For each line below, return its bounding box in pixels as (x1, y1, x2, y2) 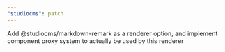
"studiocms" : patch (7, 10, 64, 17)
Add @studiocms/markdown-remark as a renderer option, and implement (7, 29, 218, 37)
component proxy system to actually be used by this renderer (7, 36, 184, 45)
